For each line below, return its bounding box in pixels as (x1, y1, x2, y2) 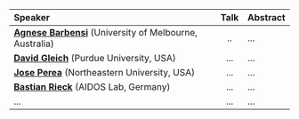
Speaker (13, 12, 51, 23)
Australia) (13, 37, 55, 50)
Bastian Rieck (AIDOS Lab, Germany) (13, 81, 171, 92)
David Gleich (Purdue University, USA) (13, 52, 176, 64)
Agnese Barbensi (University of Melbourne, (13, 27, 198, 38)
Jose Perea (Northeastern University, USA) (13, 67, 196, 78)
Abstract (247, 12, 286, 23)
